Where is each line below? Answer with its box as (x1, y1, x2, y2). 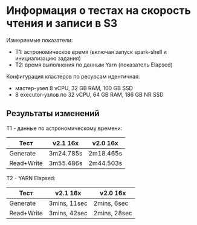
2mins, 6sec (93, 199, 129, 207)
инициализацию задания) (15, 54, 82, 62)
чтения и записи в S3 (6, 16, 118, 30)
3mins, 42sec (48, 209, 88, 217)
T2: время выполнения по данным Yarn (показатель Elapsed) (15, 61, 173, 68)
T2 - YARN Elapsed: (6, 174, 56, 181)
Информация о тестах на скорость (6, 4, 192, 18)
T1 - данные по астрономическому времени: (6, 125, 123, 132)
